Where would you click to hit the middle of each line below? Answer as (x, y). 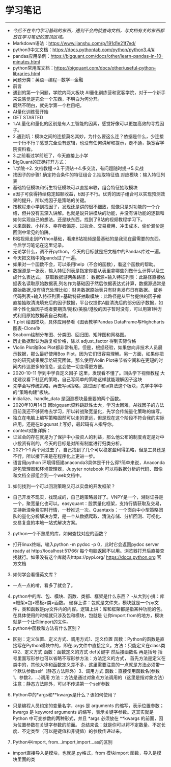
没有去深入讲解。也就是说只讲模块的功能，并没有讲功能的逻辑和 (97, 213)
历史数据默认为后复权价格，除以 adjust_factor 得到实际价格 (74, 341)
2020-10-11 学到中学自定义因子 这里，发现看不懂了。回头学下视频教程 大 (89, 373)
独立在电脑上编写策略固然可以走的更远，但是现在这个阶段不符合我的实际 (88, 418)
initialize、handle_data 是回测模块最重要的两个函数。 (68, 398)
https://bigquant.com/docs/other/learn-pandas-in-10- (107, 56)
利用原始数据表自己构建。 (44, 315)
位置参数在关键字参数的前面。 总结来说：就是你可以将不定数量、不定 (89, 725)
